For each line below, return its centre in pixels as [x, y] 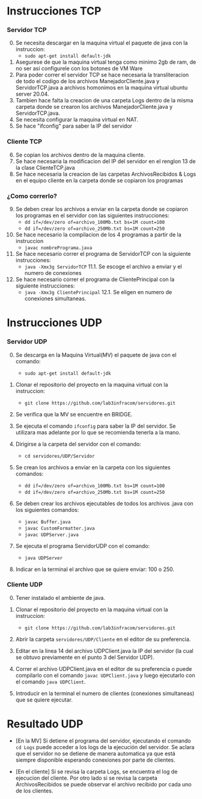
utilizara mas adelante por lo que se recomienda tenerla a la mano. [98, 432]
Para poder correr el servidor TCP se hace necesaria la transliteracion [102, 75]
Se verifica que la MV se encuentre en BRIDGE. [74, 414]
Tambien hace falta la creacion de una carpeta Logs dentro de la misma [104, 100]
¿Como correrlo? [32, 196]
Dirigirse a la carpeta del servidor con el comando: [78, 444]
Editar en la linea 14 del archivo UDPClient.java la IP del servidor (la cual [105, 650]
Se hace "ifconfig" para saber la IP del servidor [74, 126]
